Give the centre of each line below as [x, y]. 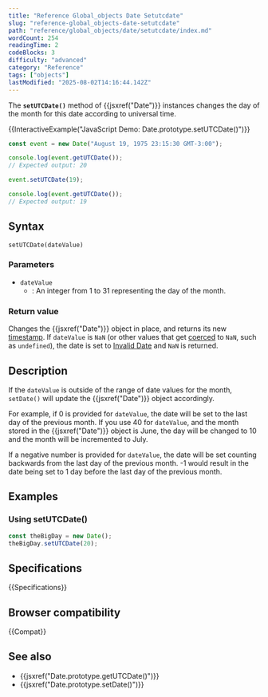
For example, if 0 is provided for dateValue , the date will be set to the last [128, 413]
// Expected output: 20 [48, 165]
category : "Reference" [46, 68]
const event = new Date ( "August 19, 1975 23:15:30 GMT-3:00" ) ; [116, 144]
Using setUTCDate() [48, 519]
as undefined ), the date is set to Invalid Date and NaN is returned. [113, 346]
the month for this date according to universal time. [93, 113]
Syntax [26, 227]
